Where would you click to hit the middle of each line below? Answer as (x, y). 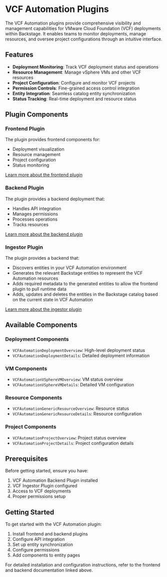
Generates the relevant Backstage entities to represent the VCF (77, 273)
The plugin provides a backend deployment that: (55, 199)
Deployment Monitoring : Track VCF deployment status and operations (85, 67)
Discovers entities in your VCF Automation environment (69, 268)
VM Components (26, 368)
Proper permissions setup (39, 496)
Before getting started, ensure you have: (47, 471)
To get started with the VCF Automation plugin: (53, 524)
